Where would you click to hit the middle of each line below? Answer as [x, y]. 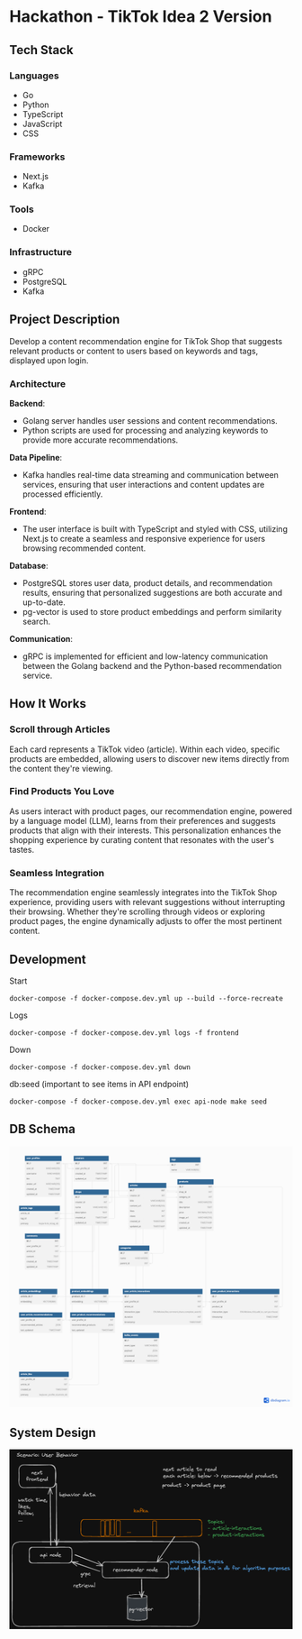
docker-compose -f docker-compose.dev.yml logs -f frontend [124, 1033]
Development [48, 959]
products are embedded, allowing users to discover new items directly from [149, 758]
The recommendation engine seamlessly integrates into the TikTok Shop [143, 893]
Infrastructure [41, 252]
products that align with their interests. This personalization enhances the [145, 830]
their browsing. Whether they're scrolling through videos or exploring [137, 911]
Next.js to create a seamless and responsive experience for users [144, 538]
